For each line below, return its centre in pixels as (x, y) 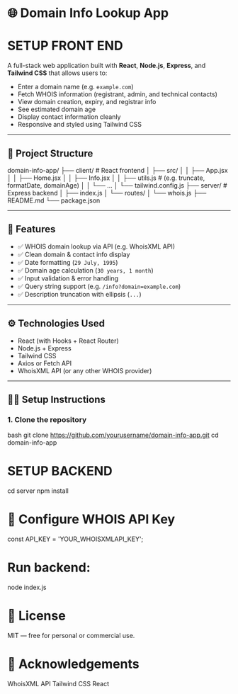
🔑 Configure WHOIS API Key (91, 519)
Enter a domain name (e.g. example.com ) (75, 87)
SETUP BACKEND (60, 471)
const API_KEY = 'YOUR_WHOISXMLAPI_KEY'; (75, 539)
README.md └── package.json (54, 200)
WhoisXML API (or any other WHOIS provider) (85, 370)
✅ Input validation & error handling (68, 278)
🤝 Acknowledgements (73, 664)
